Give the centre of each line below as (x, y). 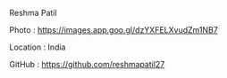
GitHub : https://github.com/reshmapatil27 (87, 64)
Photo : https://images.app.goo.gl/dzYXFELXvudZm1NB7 (114, 30)
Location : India (38, 47)
